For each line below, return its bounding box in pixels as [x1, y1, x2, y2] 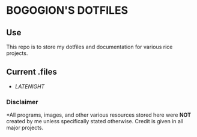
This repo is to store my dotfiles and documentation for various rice [6, 43, 173, 50]
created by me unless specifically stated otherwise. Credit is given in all [6, 118, 184, 125]
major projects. [6, 124, 44, 132]
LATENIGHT [14, 83, 45, 90]
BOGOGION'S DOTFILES [6, 4, 128, 17]
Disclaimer [6, 98, 38, 106]
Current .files [6, 67, 57, 77]
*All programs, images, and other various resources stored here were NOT [6, 111, 191, 118]
